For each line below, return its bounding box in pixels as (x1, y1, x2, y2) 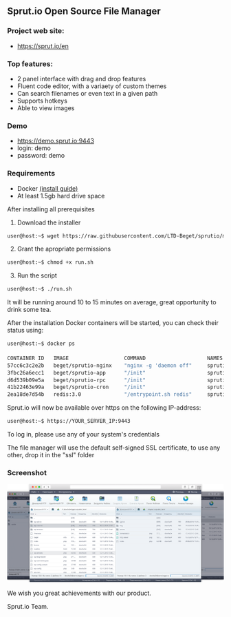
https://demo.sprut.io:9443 (16, 137, 95, 145)
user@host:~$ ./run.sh (7, 286, 72, 293)
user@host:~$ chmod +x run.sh (7, 259, 94, 266)
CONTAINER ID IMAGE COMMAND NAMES (7, 355, 223, 362)
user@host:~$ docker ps (7, 340, 76, 347)
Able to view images (16, 103, 75, 112)
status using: (7, 326, 44, 335)
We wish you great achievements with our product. (7, 589, 151, 598)
